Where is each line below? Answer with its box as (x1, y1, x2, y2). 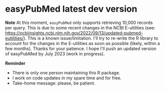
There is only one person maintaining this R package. (12, 69, 121, 75)
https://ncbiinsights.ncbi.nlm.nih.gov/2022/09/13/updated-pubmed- (5, 30, 143, 36)
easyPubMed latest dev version (5, 3, 137, 15)
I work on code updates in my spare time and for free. (12, 75, 122, 81)
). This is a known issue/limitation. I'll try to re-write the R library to (23, 35, 159, 41)
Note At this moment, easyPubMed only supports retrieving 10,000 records (5, 20, 153, 25)
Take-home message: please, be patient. (12, 80, 96, 86)
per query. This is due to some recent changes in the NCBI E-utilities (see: (5, 24, 156, 30)
